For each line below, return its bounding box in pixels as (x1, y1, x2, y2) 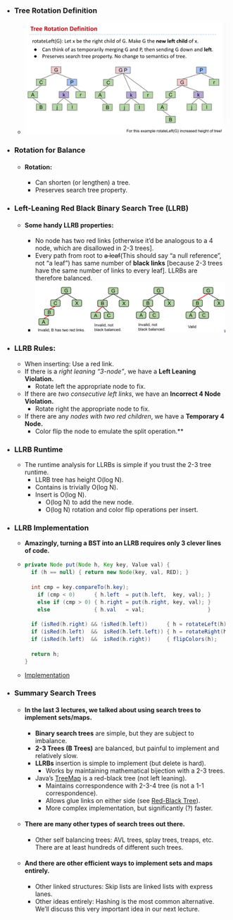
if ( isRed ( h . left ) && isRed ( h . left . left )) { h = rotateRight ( (30, 628, 224, 635)
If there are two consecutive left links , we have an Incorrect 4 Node (24, 390, 221, 398)
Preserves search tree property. (34, 186, 128, 194)
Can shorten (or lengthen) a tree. (34, 178, 131, 187)
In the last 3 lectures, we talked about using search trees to (24, 706, 201, 714)
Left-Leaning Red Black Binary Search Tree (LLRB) (13, 204, 189, 213)
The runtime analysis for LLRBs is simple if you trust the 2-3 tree (24, 460, 212, 468)
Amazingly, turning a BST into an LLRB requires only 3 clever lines (24, 539, 222, 547)
